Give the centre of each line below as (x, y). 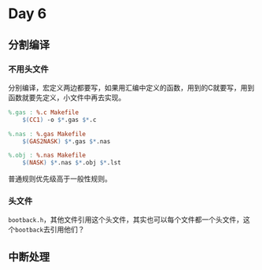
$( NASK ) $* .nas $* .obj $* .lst (72, 163)
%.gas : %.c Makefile (44, 112)
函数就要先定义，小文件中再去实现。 (67, 97)
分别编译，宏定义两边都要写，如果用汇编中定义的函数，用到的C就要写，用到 (131, 87)
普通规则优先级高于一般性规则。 (60, 179)
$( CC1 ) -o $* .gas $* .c (59, 120)
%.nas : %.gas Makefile (47, 134)
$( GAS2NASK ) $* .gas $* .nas (66, 141)
